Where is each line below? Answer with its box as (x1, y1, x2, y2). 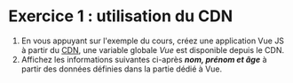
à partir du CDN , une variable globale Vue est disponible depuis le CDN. (20, 44, 285, 55)
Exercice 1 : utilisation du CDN (8, 6, 234, 26)
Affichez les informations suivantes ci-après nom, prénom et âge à (20, 54, 267, 64)
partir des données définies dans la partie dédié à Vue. (20, 64, 223, 74)
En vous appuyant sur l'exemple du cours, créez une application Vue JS (20, 35, 285, 46)
